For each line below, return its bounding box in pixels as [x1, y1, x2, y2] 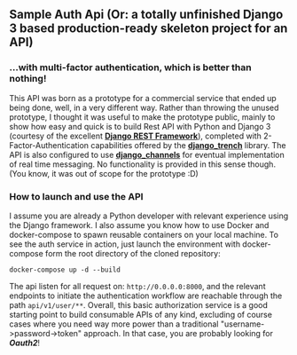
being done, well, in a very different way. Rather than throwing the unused [9, 102, 279, 113]
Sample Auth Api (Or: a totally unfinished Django [9, 7, 284, 22]
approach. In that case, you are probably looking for [83, 327, 273, 338]
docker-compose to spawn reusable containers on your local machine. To [9, 229, 279, 240]
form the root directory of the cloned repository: [45, 248, 221, 258]
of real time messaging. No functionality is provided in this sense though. [9, 159, 277, 170]
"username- [220, 319, 265, 329]
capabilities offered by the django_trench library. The [90, 139, 286, 150]
